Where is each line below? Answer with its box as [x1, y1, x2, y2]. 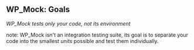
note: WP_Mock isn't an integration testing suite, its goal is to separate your [6, 31, 189, 38]
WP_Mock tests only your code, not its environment [6, 20, 131, 27]
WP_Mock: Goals [6, 5, 70, 15]
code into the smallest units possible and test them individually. [6, 37, 159, 44]
